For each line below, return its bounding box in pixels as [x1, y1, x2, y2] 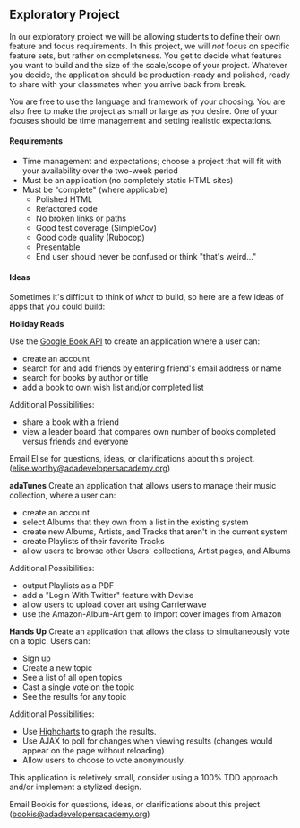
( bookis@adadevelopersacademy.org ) [9, 808, 150, 820]
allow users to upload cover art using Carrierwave [21, 599, 207, 610]
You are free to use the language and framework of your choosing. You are [9, 96, 286, 107]
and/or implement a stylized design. [9, 781, 141, 793]
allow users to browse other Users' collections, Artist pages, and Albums [21, 545, 291, 556]
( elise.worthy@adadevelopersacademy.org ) [9, 462, 171, 474]
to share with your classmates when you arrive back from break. [9, 78, 247, 89]
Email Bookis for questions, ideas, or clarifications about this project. [9, 799, 262, 810]
